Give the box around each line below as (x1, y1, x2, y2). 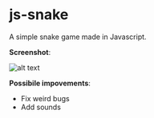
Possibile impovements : (9, 78, 91, 88)
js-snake (9, 6, 69, 24)
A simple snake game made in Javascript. (9, 32, 147, 41)
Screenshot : (9, 47, 51, 57)
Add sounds (20, 102, 61, 112)
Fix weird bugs (20, 93, 71, 103)
